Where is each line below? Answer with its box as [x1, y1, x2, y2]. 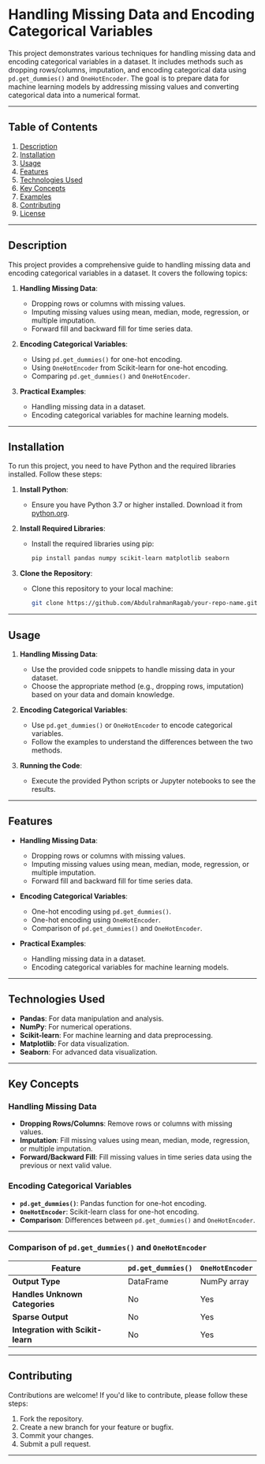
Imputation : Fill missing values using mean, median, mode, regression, [19, 1136, 250, 1145]
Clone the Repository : [19, 569, 93, 578]
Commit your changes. [19, 1430, 94, 1440]
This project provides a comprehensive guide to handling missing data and [8, 260, 251, 269]
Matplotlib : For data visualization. [19, 1039, 129, 1048]
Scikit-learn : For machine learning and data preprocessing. [19, 1030, 213, 1040]
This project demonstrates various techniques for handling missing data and [8, 48, 256, 58]
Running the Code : [19, 760, 83, 770]
